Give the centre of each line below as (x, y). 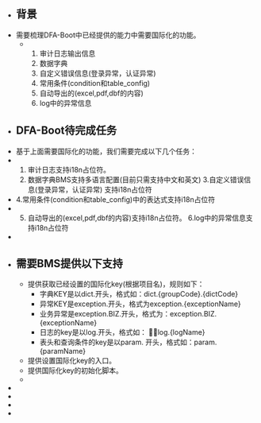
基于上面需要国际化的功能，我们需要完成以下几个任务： (106, 151)
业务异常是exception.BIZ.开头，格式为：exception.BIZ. (128, 314)
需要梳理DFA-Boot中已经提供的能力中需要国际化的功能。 (108, 35)
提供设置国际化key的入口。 (72, 361)
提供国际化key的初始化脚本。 (75, 371)
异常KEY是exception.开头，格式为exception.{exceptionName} (140, 304)
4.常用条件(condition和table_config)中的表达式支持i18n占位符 (115, 199)
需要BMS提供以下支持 (69, 264)
